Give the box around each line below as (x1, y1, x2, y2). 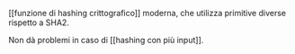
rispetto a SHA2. (8, 17, 69, 28)
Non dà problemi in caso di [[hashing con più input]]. (8, 35, 204, 45)
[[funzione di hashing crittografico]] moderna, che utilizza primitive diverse (8, 8, 287, 18)
